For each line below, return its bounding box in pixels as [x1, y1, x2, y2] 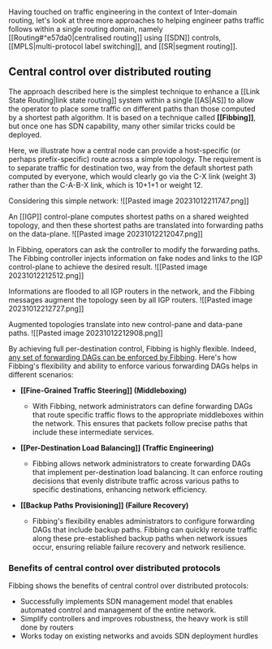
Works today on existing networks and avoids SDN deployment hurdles [19, 631, 258, 641]
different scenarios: [8, 369, 74, 379]
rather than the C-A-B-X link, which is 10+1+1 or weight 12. [8, 180, 203, 189]
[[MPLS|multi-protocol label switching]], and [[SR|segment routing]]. [8, 41, 238, 51]
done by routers [19, 622, 75, 633]
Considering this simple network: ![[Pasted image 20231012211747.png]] [8, 195, 249, 206]
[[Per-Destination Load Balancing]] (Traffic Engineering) [19, 442, 214, 452]
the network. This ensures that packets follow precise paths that [32, 418, 248, 428]
